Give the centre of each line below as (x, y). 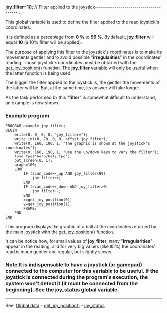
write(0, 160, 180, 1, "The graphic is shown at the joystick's (82, 144)
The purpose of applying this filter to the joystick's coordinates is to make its (84, 52)
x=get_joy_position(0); (48, 200)
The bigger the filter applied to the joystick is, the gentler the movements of (83, 82)
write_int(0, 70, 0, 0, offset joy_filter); (61, 139)
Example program (27, 115)
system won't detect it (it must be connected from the (72, 284)
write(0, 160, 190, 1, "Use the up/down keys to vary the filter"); (87, 152)
